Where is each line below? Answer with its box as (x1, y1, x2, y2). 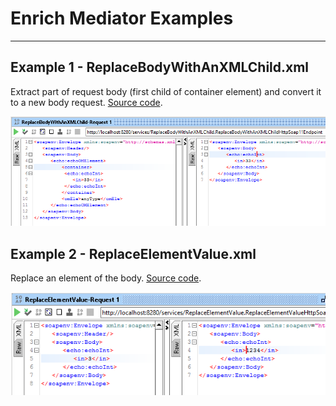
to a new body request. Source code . (10, 96, 163, 108)
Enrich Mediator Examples (10, 7, 234, 30)
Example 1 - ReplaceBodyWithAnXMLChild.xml (10, 59, 310, 76)
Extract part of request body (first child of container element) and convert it (10, 85, 322, 97)
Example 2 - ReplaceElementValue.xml (10, 245, 257, 262)
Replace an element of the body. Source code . (10, 272, 202, 284)
